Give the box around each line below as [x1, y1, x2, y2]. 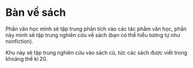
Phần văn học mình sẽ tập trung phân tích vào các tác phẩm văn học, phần [5, 25, 187, 32]
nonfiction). [5, 38, 33, 45]
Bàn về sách [5, 6, 66, 19]
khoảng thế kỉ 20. [5, 55, 48, 62]
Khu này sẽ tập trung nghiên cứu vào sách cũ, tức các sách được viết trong [5, 49, 188, 56]
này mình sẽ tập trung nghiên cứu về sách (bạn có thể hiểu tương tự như [5, 31, 180, 38]
